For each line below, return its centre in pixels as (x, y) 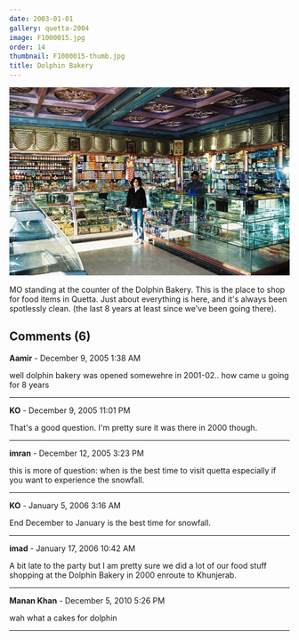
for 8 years (29, 385)
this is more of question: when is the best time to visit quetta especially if (143, 470)
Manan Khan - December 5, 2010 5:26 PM (87, 600)
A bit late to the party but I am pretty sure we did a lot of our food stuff (138, 565)
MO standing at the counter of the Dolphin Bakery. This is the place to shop (147, 289)
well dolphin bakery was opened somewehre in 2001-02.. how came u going (149, 375)
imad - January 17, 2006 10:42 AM (73, 548)
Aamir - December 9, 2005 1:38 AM (75, 358)
